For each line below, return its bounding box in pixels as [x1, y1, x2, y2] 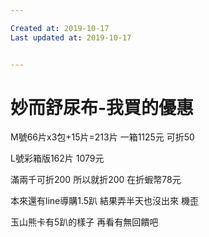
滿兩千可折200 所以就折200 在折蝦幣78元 [10, 174, 182, 186]
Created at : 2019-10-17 [10, 23, 110, 33]
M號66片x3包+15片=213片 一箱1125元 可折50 [10, 131, 195, 143]
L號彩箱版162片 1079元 [10, 152, 105, 165]
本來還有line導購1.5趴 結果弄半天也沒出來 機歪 [10, 195, 199, 207]
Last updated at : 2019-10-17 [10, 32, 132, 43]
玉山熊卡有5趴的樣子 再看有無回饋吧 [10, 216, 159, 228]
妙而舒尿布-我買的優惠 [10, 96, 195, 119]
